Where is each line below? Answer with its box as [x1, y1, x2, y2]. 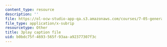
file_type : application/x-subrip [5, 21, 75, 26]
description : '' [5, 12, 39, 17]
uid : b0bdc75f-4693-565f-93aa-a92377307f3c [5, 35, 97, 40]
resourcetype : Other [5, 25, 48, 30]
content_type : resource [5, 7, 55, 12]
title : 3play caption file [5, 30, 61, 35]
